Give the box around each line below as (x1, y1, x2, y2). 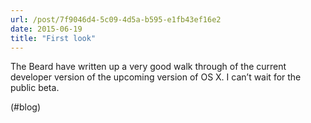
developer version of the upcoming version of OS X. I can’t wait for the (10, 71, 302, 83)
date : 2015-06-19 (10, 24, 83, 34)
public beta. (10, 82, 60, 94)
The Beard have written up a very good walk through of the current (10, 61, 287, 73)
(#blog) (10, 101, 42, 113)
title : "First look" (10, 33, 97, 43)
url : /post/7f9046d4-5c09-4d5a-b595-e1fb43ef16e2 (10, 14, 222, 25)
